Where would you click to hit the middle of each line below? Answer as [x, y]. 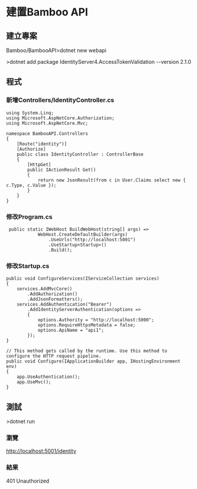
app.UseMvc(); [34, 382]
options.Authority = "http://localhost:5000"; [96, 320]
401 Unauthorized [28, 481]
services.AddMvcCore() [45, 289]
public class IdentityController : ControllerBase [80, 154]
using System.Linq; [30, 113]
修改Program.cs [29, 216]
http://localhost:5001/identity [41, 451]
